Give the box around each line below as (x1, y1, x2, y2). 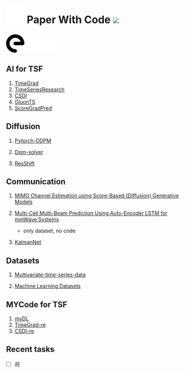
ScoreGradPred (14, 104, 53, 111)
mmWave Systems (14, 216, 60, 223)
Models (14, 199, 33, 206)
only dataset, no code (23, 227, 76, 234)
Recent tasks (6, 344, 55, 354)
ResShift (14, 160, 35, 167)
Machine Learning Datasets (14, 283, 81, 290)
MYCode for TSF (6, 299, 68, 309)
